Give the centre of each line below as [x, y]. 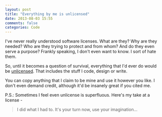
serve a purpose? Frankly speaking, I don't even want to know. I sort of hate [81, 52]
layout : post [18, 9]
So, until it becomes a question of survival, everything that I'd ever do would [81, 66]
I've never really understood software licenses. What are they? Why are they [81, 41]
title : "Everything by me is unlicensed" [47, 14]
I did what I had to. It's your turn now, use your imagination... [77, 110]
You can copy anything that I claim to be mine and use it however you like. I [80, 81]
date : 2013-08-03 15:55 [29, 18]
